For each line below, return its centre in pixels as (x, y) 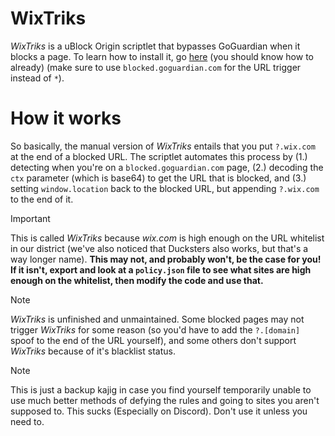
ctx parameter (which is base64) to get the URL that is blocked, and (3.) (158, 178)
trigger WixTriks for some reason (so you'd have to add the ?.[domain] (155, 329)
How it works (66, 118)
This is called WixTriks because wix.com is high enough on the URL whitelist (167, 238)
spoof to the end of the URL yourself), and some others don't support (153, 340)
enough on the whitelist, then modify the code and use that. (137, 280)
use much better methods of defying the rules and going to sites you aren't (165, 400)
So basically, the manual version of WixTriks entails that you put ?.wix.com (163, 146)
